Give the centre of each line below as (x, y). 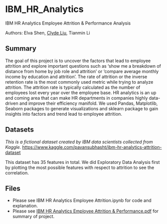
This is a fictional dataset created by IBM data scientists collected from (79, 142)
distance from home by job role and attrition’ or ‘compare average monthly (82, 71)
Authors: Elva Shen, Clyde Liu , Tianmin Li (48, 33)
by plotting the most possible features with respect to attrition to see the (80, 167)
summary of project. (33, 216)
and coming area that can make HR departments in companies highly (76, 98)
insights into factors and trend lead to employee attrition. (64, 114)
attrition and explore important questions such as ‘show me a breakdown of (83, 66)
